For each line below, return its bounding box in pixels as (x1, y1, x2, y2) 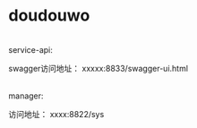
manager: (8, 90, 44, 101)
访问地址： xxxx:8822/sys (8, 108, 105, 119)
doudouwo (8, 5, 90, 26)
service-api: (8, 44, 53, 55)
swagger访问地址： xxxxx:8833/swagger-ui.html (8, 63, 189, 73)
